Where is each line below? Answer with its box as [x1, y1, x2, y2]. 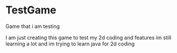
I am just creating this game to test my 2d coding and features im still [5, 34, 172, 41]
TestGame [5, 3, 57, 17]
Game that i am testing [5, 23, 60, 30]
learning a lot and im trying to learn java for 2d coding [5, 40, 135, 47]
